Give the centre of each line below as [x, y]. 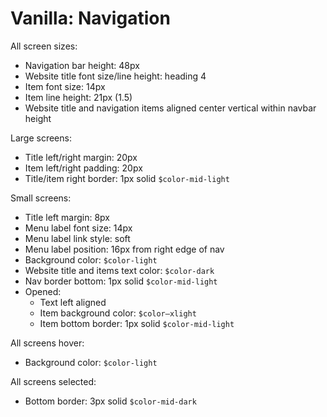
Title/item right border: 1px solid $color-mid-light [127, 178]
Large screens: [41, 138]
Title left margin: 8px [67, 217]
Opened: [43, 291]
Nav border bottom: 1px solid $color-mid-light [121, 281]
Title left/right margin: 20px [81, 157]
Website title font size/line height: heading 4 [115, 76]
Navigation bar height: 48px [82, 65]
